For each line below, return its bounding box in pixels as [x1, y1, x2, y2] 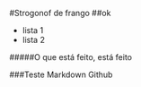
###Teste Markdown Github [9, 69, 113, 80]
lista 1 [22, 25, 44, 35]
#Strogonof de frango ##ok [9, 8, 111, 18]
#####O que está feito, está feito [9, 52, 133, 62]
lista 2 [22, 35, 45, 45]
